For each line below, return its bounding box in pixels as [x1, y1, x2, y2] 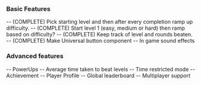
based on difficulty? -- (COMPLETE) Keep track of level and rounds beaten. [6, 31, 193, 38]
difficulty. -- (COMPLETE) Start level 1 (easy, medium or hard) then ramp [6, 24, 185, 32]
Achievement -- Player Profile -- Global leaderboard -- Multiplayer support [6, 72, 191, 79]
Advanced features [6, 52, 64, 61]
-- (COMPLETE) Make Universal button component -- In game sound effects [6, 37, 195, 45]
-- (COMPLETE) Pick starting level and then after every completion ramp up [6, 18, 193, 26]
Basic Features [6, 5, 51, 13]
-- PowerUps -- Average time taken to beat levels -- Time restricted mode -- [6, 65, 196, 73]
